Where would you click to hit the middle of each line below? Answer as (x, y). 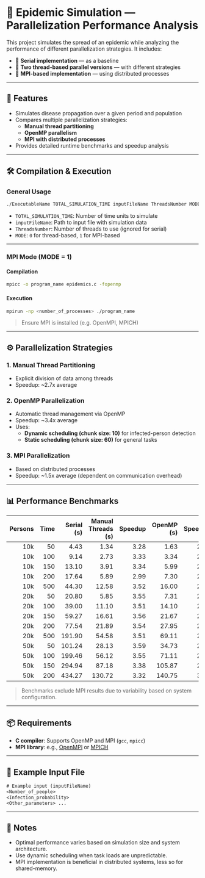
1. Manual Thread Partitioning (51, 365)
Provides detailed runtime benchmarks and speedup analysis (92, 145)
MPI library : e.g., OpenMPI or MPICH (62, 747)
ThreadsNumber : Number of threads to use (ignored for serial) (91, 229)
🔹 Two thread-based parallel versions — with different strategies (98, 67)
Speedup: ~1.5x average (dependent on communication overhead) (99, 475)
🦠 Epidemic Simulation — (71, 13)
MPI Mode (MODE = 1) (39, 257)
